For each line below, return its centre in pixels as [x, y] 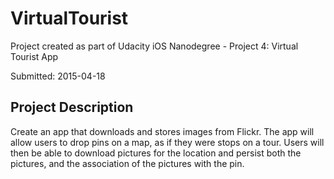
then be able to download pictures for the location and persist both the [156, 153]
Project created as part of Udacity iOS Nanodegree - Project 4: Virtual [154, 46]
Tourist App [34, 56]
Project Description [72, 107]
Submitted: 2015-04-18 [58, 76]
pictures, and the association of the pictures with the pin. [127, 163]
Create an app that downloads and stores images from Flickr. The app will [162, 131]
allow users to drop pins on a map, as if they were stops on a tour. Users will [167, 142]
